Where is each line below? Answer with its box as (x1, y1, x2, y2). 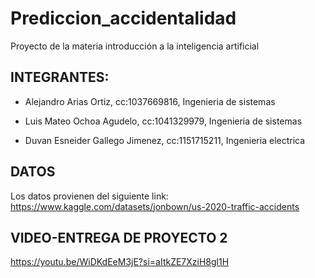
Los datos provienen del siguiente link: (10, 190, 169, 202)
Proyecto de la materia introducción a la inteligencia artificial (10, 40, 260, 52)
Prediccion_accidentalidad (10, 7, 237, 30)
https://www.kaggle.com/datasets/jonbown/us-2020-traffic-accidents (10, 200, 300, 212)
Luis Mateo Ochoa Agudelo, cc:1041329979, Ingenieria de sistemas (24, 115, 303, 127)
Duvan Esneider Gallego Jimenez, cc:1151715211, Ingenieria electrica (24, 134, 306, 146)
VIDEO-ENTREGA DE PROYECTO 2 (10, 229, 228, 246)
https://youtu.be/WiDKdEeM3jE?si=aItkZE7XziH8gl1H (10, 256, 230, 268)
